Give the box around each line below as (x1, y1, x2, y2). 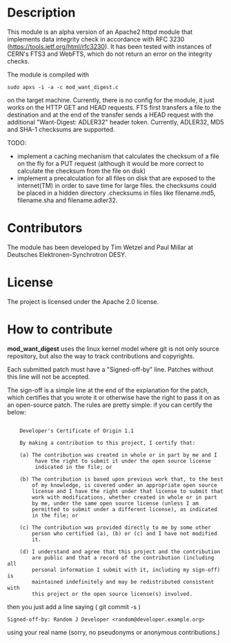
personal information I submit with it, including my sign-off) (32, 566, 221, 573)
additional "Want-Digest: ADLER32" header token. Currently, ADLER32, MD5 (7, 117, 224, 126)
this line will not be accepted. (7, 372, 90, 381)
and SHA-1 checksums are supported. (7, 125, 115, 133)
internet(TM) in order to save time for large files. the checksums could (17, 181, 217, 189)
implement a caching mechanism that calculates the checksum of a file (17, 152, 219, 160)
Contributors (7, 220, 83, 236)
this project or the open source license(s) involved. (32, 591, 193, 597)
